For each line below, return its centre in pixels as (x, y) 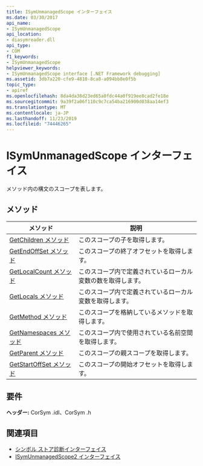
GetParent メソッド (37, 353)
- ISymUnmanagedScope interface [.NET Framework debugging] (84, 74)
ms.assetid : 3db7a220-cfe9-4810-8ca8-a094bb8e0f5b (71, 79)
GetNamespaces (33, 333)
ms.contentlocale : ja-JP (37, 113)
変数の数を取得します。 (111, 280)
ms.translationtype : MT (36, 107)
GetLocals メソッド (37, 296)
